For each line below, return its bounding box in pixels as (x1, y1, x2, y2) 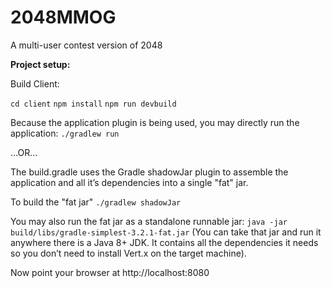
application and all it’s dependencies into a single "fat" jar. (10, 176, 249, 188)
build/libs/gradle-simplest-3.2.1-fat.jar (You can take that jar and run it (10, 226, 322, 238)
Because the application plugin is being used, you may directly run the (10, 116, 300, 128)
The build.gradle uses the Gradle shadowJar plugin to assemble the (10, 166, 289, 178)
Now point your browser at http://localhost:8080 (10, 266, 210, 278)
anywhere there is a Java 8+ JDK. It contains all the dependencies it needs (10, 236, 319, 248)
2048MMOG (10, 6, 117, 29)
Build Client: (10, 77, 60, 90)
